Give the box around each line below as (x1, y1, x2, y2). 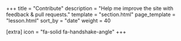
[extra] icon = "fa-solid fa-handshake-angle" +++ (6, 28, 127, 35)
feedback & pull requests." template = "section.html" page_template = (6, 11, 176, 18)
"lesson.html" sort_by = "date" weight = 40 (6, 17, 111, 24)
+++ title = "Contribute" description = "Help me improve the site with (6, 5, 174, 12)
